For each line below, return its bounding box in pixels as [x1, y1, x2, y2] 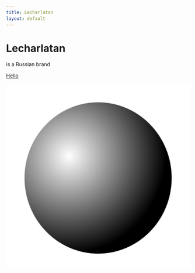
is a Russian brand [6, 61, 51, 68]
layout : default [6, 15, 46, 22]
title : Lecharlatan [6, 9, 54, 15]
